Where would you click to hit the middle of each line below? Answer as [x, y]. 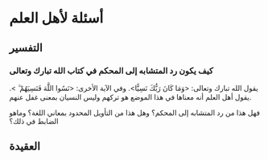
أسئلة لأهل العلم [56, 18]
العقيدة [25, 147]
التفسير [26, 48]
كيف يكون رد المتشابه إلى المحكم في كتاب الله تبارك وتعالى [111, 71]
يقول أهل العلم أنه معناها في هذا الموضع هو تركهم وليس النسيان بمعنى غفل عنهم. [130, 96]
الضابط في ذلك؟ [34, 121]
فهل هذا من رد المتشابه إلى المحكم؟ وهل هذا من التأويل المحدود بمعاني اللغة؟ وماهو [135, 113]
